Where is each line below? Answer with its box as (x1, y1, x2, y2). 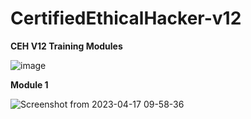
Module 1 (10, 78, 49, 91)
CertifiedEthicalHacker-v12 (10, 7, 242, 30)
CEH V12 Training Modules (10, 40, 123, 52)
